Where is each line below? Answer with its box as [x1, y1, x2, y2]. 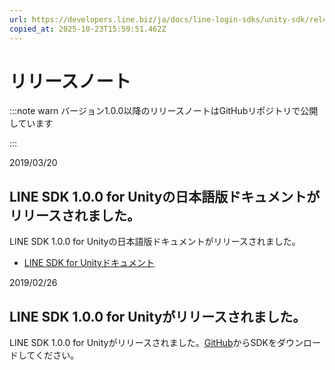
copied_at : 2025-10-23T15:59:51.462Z [9, 24, 167, 34]
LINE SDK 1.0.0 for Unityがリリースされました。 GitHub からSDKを [9, 337, 277, 349]
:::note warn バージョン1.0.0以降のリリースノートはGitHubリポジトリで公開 [9, 105, 319, 117]
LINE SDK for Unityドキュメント [23, 257, 155, 269]
